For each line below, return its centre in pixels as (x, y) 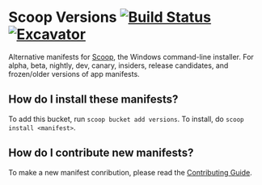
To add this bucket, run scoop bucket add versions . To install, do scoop (126, 119)
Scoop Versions (63, 17)
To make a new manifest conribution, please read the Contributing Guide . (130, 172)
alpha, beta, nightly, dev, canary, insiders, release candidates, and (118, 65)
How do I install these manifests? (93, 100)
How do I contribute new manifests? (101, 153)
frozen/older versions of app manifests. (74, 74)
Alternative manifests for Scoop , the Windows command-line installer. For (131, 57)
